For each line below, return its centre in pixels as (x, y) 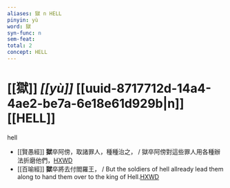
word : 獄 (19, 26)
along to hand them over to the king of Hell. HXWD (88, 176)
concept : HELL (28, 53)
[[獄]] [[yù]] (40, 89)
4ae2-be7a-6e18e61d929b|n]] (96, 104)
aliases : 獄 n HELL (34, 13)
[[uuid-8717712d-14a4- (144, 89)
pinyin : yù (23, 20)
